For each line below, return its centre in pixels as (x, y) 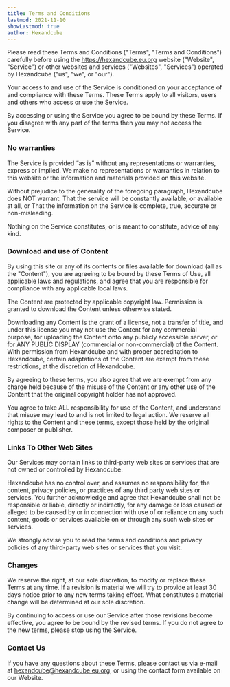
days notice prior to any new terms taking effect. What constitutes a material (115, 595)
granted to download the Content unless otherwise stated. (89, 309)
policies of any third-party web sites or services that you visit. (94, 547)
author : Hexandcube (35, 33)
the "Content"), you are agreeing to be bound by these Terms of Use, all (109, 273)
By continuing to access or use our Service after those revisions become (110, 615)
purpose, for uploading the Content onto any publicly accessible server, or (112, 337)
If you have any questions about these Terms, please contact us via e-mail (112, 663)
